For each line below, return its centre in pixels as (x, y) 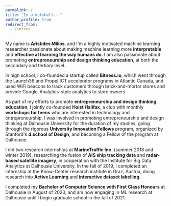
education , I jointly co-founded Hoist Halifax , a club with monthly (75, 107)
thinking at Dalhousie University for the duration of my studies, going (78, 123)
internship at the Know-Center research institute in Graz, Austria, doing (80, 172)
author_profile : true (28, 19)
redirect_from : (21, 24)
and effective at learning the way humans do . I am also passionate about (83, 55)
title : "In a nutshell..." (34, 15)
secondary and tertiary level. (35, 66)
